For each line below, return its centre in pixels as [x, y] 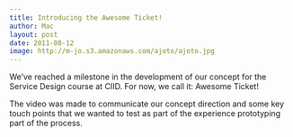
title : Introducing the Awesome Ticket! [86, 18]
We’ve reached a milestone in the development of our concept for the [138, 77]
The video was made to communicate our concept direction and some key [147, 104]
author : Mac [31, 26]
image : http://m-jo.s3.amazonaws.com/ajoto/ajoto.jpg [112, 51]
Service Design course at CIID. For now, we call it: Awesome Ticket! [134, 87]
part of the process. [46, 123]
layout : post [34, 34]
